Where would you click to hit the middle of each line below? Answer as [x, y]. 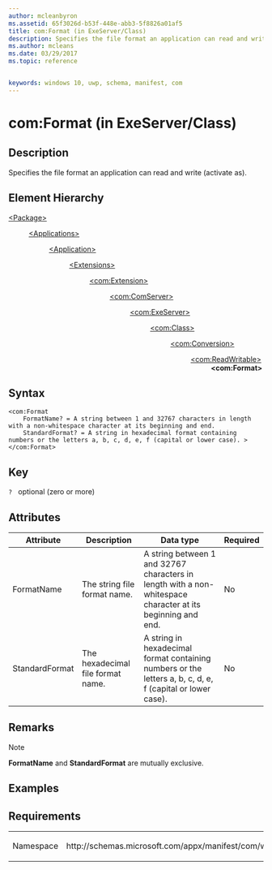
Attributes [34, 517]
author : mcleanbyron [43, 16]
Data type [180, 540]
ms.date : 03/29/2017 [43, 54]
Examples [34, 788]
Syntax [27, 393]
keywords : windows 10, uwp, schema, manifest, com [96, 83]
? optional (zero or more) [52, 492]
